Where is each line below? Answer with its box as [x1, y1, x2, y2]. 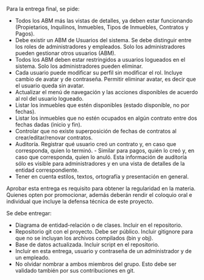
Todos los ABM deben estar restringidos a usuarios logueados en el [15, 56, 186, 63]
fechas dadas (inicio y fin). [15, 121, 82, 128]
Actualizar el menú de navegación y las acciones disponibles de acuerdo [15, 89, 199, 95]
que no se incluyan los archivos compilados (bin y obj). [15, 235, 153, 241]
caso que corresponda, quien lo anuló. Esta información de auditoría [15, 153, 188, 161]
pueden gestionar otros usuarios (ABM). [15, 50, 116, 57]
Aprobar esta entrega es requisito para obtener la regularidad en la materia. [6, 185, 196, 192]
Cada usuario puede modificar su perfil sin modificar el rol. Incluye [15, 69, 183, 76]
